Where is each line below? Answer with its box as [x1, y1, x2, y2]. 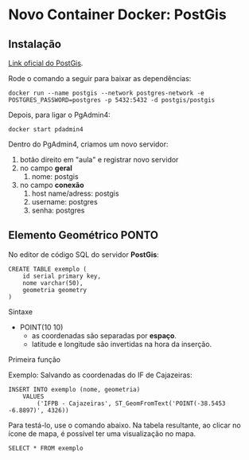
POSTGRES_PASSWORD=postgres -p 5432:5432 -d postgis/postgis [8, 96, 216, 104]
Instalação [8, 37, 62, 51]
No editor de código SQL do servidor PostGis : [8, 249, 159, 259]
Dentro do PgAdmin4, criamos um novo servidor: [8, 139, 169, 149]
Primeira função [8, 354, 61, 364]
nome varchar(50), [22, 279, 84, 287]
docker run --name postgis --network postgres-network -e [8, 89, 204, 97]
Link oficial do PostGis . [8, 58, 84, 68]
